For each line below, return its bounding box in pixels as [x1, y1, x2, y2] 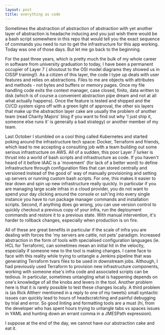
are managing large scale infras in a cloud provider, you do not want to [5, 186, 149, 192]
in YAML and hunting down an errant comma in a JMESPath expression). [5, 310, 153, 316]
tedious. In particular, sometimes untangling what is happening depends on [5, 274, 158, 280]
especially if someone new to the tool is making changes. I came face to [5, 247, 152, 254]
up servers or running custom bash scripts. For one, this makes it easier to [5, 175, 156, 181]
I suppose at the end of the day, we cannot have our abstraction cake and [5, 320, 155, 326]
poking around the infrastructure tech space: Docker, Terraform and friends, [5, 138, 160, 144]
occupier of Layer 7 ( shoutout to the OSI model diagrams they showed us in [5, 66, 160, 72]
